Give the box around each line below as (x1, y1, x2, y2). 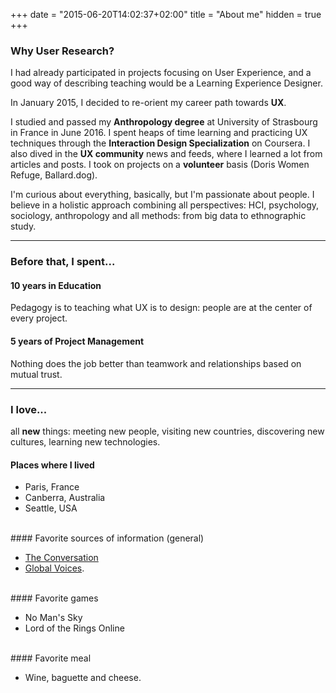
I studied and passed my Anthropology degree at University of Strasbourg (10, 116, 318, 128)
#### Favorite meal (10, 652, 92, 664)
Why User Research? (10, 44, 115, 58)
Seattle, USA (24, 502, 78, 514)
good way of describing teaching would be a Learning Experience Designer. (10, 77, 323, 89)
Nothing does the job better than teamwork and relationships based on (10, 357, 302, 369)
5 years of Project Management (10, 335, 145, 348)
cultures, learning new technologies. (10, 435, 161, 448)
